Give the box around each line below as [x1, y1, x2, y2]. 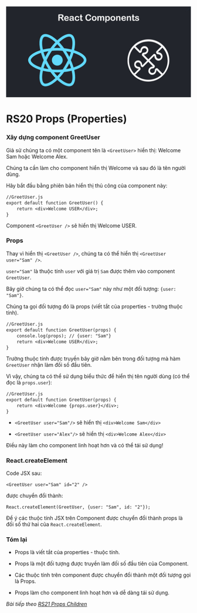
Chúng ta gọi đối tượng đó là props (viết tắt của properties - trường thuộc [6, 303, 183, 310]
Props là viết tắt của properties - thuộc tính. [14, 549, 120, 556]
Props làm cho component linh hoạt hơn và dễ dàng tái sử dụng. [14, 589, 170, 597]
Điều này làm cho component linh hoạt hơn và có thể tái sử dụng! [6, 441, 164, 448]
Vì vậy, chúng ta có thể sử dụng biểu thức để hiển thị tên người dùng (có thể [6, 373, 190, 380]
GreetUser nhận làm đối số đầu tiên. [6, 361, 92, 368]
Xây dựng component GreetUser [6, 133, 101, 142]
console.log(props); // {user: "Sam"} [16, 333, 111, 339]
